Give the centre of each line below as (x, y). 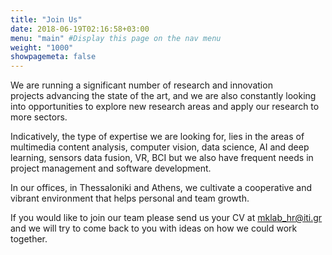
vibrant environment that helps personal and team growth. (130, 198)
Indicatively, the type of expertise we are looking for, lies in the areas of (157, 137)
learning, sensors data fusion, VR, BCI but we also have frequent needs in (162, 158)
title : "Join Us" (46, 19)
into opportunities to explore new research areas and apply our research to (165, 107)
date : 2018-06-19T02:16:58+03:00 (80, 29)
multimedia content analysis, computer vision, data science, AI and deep (160, 147)
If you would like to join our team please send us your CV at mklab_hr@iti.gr (166, 218)
